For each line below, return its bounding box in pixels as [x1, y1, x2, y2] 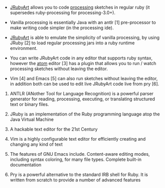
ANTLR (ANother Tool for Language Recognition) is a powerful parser [10, 91, 154, 96]
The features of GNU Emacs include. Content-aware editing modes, [10, 151, 150, 157]
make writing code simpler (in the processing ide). [10, 25, 114, 31]
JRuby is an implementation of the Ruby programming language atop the [10, 111, 160, 117]
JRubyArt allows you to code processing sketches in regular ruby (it [10, 5, 150, 10]
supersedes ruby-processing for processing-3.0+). [10, 10, 115, 16]
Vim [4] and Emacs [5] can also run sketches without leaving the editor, [10, 76, 158, 81]
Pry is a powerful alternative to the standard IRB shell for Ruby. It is [10, 171, 148, 177]
